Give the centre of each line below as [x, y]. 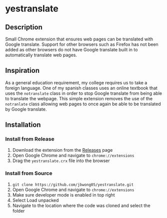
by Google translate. [26, 109]
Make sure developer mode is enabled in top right [63, 195]
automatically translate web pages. [41, 55]
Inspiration [22, 71]
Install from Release [30, 139]
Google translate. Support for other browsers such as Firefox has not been [82, 44]
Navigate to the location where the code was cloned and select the [81, 206]
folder [18, 211]
